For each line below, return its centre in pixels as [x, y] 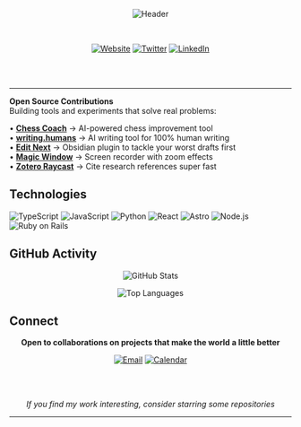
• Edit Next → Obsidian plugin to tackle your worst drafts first [123, 147]
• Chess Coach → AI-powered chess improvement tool [111, 128]
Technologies [48, 194]
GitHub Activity [53, 254]
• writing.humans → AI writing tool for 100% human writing [120, 138]
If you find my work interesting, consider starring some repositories [150, 405]
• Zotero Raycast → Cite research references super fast [113, 166]
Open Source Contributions [61, 101]
